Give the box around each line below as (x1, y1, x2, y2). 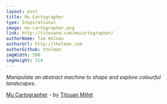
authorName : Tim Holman (6, 36, 64, 41)
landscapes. (6, 79, 36, 86)
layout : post (6, 8, 38, 15)
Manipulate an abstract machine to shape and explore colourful (6, 74, 161, 81)
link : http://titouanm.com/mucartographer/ (6, 30, 114, 36)
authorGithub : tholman (6, 47, 62, 53)
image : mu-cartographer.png (6, 25, 75, 31)
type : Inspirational (6, 19, 57, 25)
